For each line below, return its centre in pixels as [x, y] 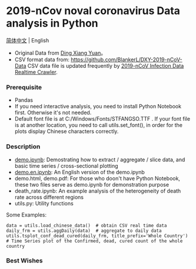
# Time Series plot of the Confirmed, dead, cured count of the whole [94, 241]
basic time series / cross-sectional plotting [67, 165]
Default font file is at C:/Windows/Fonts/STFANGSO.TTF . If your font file [102, 119]
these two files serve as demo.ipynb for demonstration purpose [92, 184]
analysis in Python [52, 23]
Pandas [24, 100]
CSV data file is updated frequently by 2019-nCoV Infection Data [106, 65]
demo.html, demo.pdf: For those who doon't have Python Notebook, [97, 178]
